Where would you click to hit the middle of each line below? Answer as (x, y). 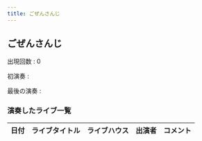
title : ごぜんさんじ (34, 14)
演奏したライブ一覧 (39, 110)
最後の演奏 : (24, 91)
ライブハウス (108, 131)
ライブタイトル (56, 131)
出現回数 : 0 (24, 61)
